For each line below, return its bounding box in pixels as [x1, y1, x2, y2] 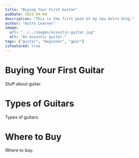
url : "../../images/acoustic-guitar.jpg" [9, 30, 95, 35]
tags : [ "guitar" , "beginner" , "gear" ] [5, 39, 84, 44]
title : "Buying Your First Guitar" [5, 7, 78, 12]
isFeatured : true [5, 44, 41, 48]
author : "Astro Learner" [5, 21, 56, 26]
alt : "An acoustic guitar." [9, 35, 67, 40]
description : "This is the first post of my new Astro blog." [5, 16, 135, 21]
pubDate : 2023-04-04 [5, 12, 47, 17]
